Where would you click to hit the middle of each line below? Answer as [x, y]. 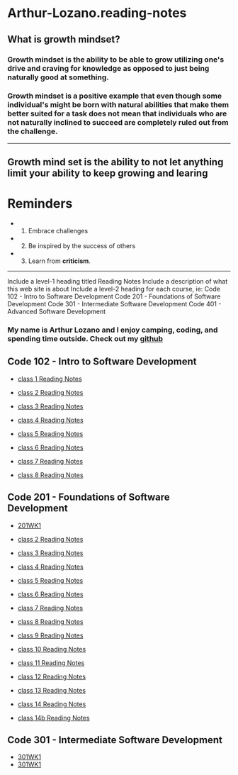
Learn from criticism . [59, 261]
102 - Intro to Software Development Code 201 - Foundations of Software [114, 296]
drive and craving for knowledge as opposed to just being [108, 68]
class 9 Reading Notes [50, 635]
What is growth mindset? [64, 39]
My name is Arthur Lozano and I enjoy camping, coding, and [113, 330]
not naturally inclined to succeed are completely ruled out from [118, 123]
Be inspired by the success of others [82, 246]
